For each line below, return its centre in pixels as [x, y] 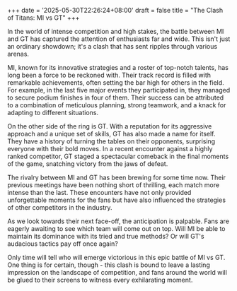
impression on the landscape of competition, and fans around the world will [117, 272]
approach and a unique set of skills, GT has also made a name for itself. [111, 134]
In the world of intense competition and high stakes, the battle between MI [116, 31]
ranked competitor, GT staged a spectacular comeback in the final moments [118, 156]
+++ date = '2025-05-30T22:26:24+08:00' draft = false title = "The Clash [115, 10]
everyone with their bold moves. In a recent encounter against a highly [110, 149]
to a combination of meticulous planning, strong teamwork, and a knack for [117, 105]
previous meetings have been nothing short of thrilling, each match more [114, 185]
